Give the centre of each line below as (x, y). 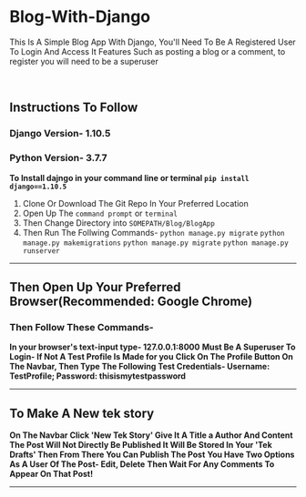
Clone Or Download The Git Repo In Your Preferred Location (135, 203)
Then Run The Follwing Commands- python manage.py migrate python (153, 232)
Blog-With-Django (80, 17)
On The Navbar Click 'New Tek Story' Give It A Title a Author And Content (151, 435)
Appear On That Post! (51, 474)
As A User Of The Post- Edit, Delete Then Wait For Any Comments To (142, 464)
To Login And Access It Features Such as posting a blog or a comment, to (148, 51)
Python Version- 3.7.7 (58, 158)
